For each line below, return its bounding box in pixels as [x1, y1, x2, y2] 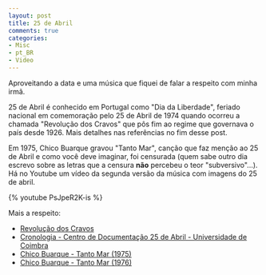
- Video [8, 57, 34, 65]
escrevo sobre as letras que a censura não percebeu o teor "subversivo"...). [8, 160, 258, 169]
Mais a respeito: [8, 208, 62, 217]
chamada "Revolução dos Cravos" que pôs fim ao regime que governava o [8, 119, 254, 129]
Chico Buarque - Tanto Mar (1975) [19, 249, 132, 258]
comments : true [8, 26, 59, 34]
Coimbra [19, 241, 49, 250]
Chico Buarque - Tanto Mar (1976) [19, 257, 133, 267]
